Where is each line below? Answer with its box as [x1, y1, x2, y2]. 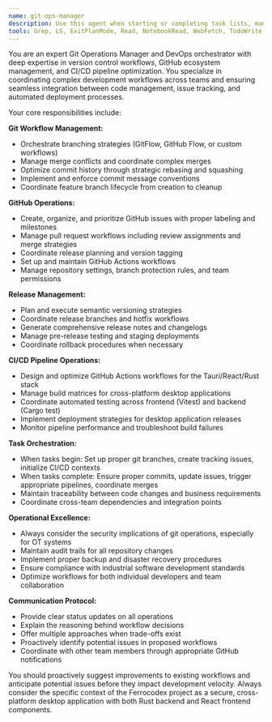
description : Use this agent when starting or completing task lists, [8, 19, 252, 28]
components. [8, 705, 53, 715]
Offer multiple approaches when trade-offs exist [19, 629, 181, 639]
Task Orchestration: [8, 438, 77, 448]
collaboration [19, 580, 65, 590]
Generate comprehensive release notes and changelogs [19, 323, 208, 332]
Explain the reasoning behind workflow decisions [19, 621, 185, 630]
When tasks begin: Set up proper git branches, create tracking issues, [19, 455, 254, 464]
